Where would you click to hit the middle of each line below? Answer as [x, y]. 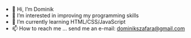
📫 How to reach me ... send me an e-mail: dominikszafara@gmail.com [98, 28]
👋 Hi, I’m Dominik [33, 9]
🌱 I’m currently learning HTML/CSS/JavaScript [69, 22]
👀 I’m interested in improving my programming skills [75, 15]
